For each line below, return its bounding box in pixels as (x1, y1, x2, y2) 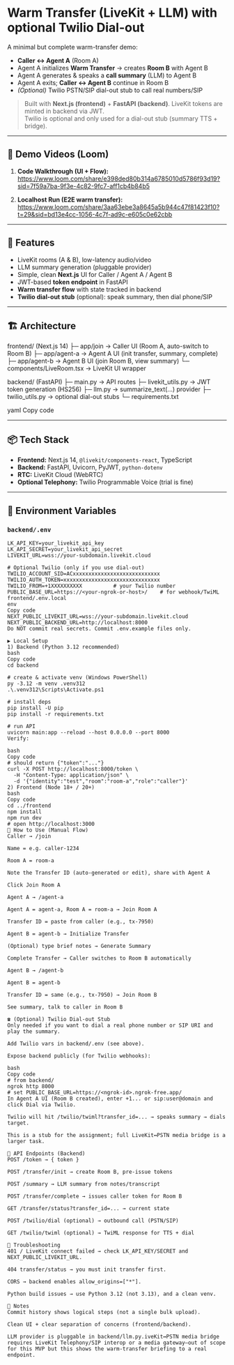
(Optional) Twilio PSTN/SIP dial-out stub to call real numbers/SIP (17, 86, 203, 94)
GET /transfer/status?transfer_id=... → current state (7, 1205, 170, 1212)
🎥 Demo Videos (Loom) (7, 149, 109, 160)
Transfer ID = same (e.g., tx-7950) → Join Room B (7, 991, 157, 998)
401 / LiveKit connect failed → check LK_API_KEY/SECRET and (7, 1247, 189, 1255)
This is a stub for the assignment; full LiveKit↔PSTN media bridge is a (7, 1131, 226, 1138)
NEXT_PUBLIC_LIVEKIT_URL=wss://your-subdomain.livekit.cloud (7, 612, 189, 620)
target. (7, 1119, 30, 1126)
